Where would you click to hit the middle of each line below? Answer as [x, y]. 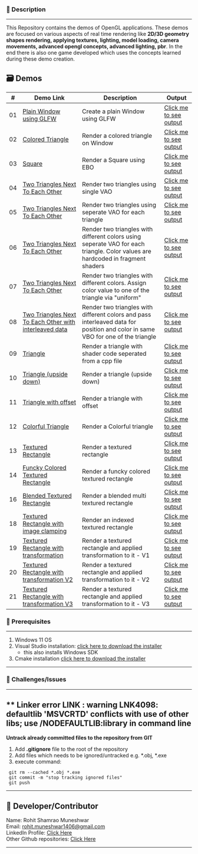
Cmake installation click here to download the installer [80, 658]
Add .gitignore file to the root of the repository [71, 749]
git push [19, 783]
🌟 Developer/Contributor [52, 806]
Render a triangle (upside [117, 375]
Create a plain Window [113, 111]
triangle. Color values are [117, 251]
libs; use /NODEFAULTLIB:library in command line [99, 724]
